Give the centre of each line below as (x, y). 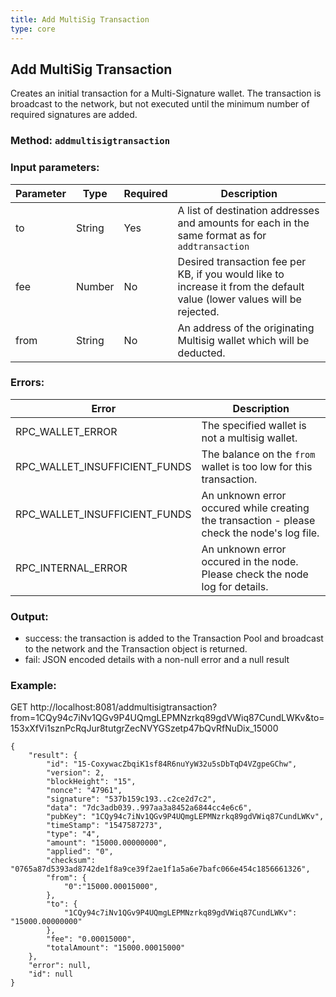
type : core (33, 29)
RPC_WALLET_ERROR (66, 431)
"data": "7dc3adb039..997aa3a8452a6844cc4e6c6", (149, 808)
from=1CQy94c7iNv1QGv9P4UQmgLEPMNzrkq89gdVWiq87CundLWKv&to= (167, 718)
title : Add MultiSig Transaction (80, 19)
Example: (33, 686)
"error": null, (60, 966)
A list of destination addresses (248, 210)
